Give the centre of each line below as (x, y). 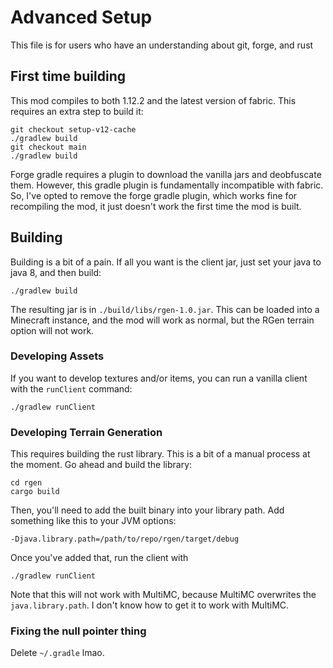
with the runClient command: (71, 388)
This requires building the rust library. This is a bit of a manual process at (160, 454)
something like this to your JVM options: (93, 521)
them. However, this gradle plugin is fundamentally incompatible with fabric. (167, 185)
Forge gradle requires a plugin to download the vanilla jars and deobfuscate (166, 174)
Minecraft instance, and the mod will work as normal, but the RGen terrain (162, 320)
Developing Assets (57, 356)
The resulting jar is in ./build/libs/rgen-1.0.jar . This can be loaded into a (165, 309)
